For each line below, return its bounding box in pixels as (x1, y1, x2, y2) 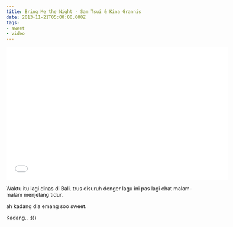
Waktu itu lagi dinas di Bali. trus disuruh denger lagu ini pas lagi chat (6, 185, 173, 192)
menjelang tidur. (23, 192, 63, 199)
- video (6, 31, 25, 37)
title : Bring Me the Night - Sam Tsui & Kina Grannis (6, 8, 142, 15)
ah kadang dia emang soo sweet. (6, 203, 87, 210)
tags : (6, 20, 20, 25)
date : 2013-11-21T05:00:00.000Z (6, 14, 86, 20)
